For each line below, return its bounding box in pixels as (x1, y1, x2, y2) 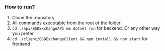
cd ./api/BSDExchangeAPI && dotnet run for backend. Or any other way (12, 25, 160, 31)
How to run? (5, 3, 35, 10)
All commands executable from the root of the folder (12, 20, 121, 26)
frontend (12, 41, 31, 47)
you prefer (12, 31, 34, 37)
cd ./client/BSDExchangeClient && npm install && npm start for (12, 36, 148, 42)
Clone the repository (12, 15, 55, 21)
